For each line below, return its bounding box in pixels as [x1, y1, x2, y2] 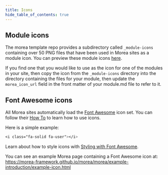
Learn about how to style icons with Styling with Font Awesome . [5, 144, 139, 150]
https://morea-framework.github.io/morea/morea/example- [5, 159, 129, 165]
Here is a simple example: [5, 125, 59, 131]
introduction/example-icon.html [5, 164, 71, 170]
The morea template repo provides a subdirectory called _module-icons [5, 44, 153, 51]
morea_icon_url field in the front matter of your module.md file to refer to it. [5, 81, 162, 87]
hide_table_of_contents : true [5, 12, 69, 17]
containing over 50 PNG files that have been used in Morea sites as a [5, 50, 149, 56]
